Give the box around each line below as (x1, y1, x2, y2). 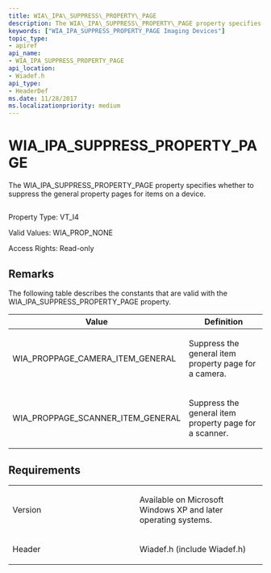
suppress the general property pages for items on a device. (8, 189, 206, 199)
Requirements (8, 463, 81, 477)
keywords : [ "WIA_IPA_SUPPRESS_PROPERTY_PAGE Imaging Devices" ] (8, 27, 226, 35)
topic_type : (8, 34, 48, 43)
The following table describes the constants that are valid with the (8, 288, 228, 299)
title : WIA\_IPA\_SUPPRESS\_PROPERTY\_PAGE (8, 11, 157, 20)
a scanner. (188, 428, 229, 439)
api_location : (8, 65, 56, 73)
